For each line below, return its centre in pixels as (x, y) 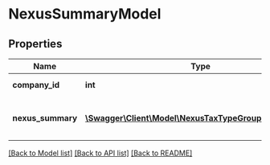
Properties (35, 44)
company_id (36, 85)
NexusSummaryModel (85, 14)
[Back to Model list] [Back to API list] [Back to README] (100, 153)
